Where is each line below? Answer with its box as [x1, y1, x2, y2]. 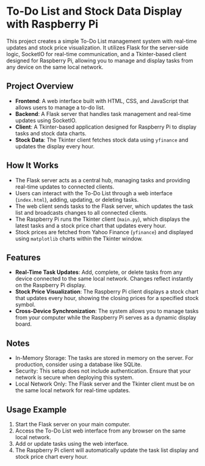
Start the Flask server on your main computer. [15, 421, 131, 428]
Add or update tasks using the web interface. [15, 440, 129, 447]
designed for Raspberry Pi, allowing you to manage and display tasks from [6, 57, 193, 64]
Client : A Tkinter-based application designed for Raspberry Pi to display [15, 123, 197, 131]
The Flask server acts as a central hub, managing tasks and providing [15, 176, 190, 184]
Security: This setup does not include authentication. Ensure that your [15, 367, 191, 375]
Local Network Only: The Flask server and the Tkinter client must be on [15, 380, 195, 388]
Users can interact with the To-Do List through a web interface [15, 189, 173, 196]
